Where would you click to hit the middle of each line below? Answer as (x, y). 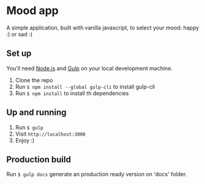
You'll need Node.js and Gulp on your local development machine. (90, 68)
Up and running (36, 113)
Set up (19, 54)
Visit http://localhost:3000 (50, 134)
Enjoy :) (25, 140)
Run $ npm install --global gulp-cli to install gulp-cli (85, 86)
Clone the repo (34, 80)
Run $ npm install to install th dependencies (72, 93)
